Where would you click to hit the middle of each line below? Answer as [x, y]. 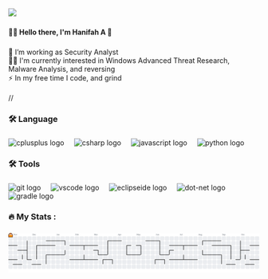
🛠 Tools [24, 163]
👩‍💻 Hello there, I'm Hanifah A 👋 [60, 32]
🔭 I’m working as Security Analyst [63, 52]
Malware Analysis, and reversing [62, 69]
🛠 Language [33, 119]
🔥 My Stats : [32, 216]
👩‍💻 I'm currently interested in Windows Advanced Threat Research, [119, 61]
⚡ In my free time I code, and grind [65, 78]
